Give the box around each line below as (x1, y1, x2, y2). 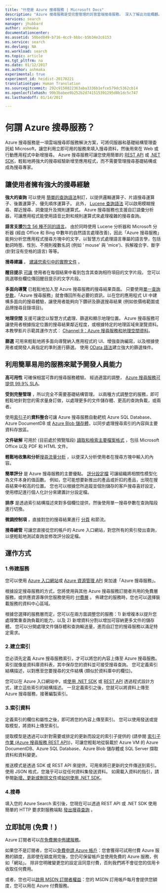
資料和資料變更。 (5, 752, 40, 758)
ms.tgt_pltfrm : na (5, 58, 43, 63)
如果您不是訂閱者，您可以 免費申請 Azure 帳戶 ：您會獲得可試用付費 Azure (5, 847, 154, 853)
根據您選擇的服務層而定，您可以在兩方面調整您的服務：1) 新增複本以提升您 (5, 611, 157, 617)
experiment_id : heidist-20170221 (5, 76, 74, 81)
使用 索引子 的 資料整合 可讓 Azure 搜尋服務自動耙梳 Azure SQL (5, 414, 129, 420)
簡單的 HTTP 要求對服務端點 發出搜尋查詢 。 (5, 807, 95, 813)
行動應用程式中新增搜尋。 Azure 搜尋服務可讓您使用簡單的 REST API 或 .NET (5, 152, 161, 158)
